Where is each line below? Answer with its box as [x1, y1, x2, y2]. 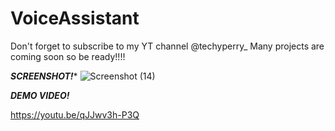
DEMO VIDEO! [10, 89, 70, 101]
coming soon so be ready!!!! [10, 50, 126, 62]
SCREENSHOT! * [10, 70, 78, 82]
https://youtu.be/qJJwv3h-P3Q [10, 108, 140, 121]
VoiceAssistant [10, 7, 140, 30]
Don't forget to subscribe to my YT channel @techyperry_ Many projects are [10, 40, 325, 52]
